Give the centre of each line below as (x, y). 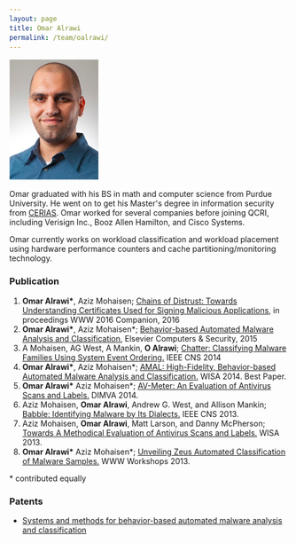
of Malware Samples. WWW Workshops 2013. (106, 460)
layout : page (33, 19)
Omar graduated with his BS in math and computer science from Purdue (141, 194)
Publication (34, 281)
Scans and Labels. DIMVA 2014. (80, 395)
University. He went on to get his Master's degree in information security (142, 203)
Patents (26, 501)
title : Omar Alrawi (45, 28)
